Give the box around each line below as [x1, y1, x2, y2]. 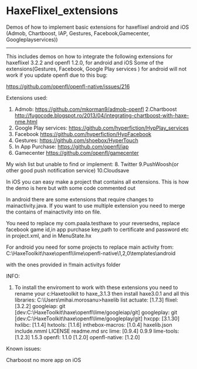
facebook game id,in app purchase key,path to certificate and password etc [6, 226, 189, 233]
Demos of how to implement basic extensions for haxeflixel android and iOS [6, 23, 189, 31]
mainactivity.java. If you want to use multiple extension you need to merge [6, 202, 185, 209]
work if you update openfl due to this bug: [6, 72, 107, 79]
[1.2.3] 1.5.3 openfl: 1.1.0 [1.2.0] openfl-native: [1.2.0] [14, 333, 140, 341]
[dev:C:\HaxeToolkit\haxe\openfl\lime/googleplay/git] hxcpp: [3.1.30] [14, 315, 180, 322]
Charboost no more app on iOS [6, 356, 81, 363]
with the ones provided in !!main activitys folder [6, 261, 121, 268]
